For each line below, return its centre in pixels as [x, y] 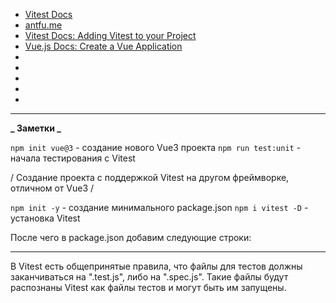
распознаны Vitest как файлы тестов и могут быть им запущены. [148, 287]
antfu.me [43, 25]
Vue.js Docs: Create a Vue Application [103, 46]
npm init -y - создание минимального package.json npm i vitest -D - [159, 207]
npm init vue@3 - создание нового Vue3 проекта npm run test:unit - [156, 147]
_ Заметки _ [36, 128]
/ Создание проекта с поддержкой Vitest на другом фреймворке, [150, 177]
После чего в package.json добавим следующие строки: [131, 237]
